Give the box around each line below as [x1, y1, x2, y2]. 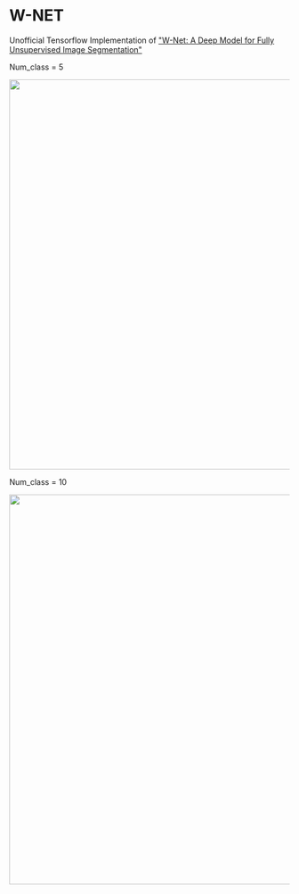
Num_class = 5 [9, 62, 64, 72]
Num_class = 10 [9, 476, 68, 487]
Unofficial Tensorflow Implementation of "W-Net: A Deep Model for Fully [9, 35, 275, 45]
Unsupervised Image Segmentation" [9, 44, 142, 54]
